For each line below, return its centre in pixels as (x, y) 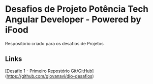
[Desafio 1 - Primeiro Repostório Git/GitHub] (49, 71)
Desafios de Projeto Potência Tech (77, 9)
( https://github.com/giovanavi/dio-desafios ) (50, 76)
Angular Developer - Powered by (73, 19)
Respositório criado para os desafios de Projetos (55, 43)
